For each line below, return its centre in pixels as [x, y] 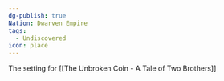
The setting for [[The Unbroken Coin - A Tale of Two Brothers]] [112, 68]
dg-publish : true [37, 16]
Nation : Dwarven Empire [48, 23]
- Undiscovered [41, 38]
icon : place [28, 46]
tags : [17, 30]
